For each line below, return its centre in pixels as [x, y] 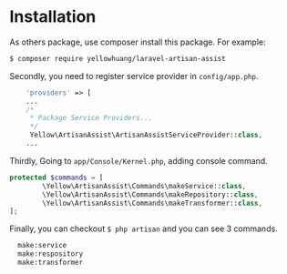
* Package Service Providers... [91, 118]
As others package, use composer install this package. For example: [138, 42]
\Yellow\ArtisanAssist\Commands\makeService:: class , [144, 186]
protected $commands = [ [56, 178]
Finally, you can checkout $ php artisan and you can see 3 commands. [143, 228]
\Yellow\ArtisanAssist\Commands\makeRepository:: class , [150, 194]
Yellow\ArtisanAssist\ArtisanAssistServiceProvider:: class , [146, 135]
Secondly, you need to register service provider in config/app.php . [134, 76]
